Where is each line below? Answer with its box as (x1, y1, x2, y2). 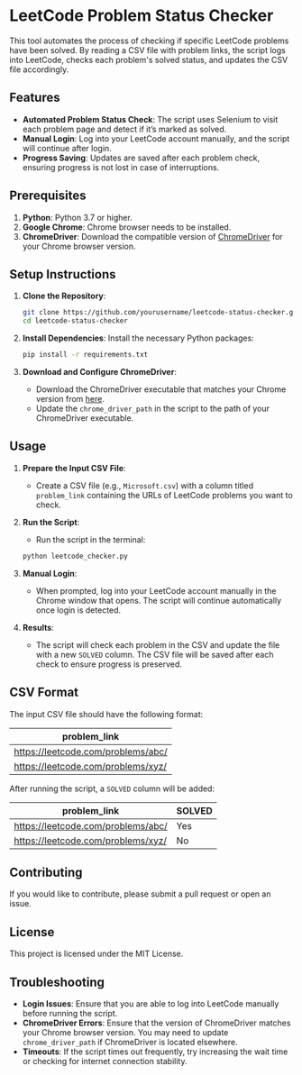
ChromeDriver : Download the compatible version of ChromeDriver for (22, 231, 283, 241)
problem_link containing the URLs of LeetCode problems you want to (35, 489, 293, 500)
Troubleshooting (9, 974, 105, 989)
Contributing (9, 864, 83, 879)
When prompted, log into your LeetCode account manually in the (35, 585, 277, 596)
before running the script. (22, 1007, 118, 1018)
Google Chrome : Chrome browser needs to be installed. (22, 222, 232, 232)
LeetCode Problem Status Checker (9, 5, 274, 26)
